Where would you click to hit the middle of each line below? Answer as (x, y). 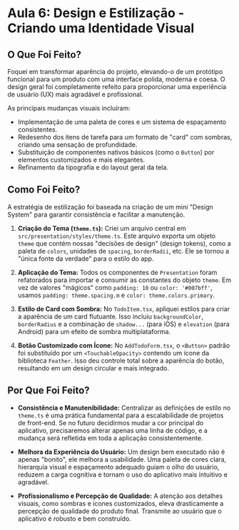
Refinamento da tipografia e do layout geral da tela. (93, 167)
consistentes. (37, 129)
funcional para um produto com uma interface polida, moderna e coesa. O (117, 79)
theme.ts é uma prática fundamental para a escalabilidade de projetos (121, 415)
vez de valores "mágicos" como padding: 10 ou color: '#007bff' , (115, 287)
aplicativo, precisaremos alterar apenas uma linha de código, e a (113, 430)
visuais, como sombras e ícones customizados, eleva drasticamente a (121, 503)
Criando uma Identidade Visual (101, 28)
